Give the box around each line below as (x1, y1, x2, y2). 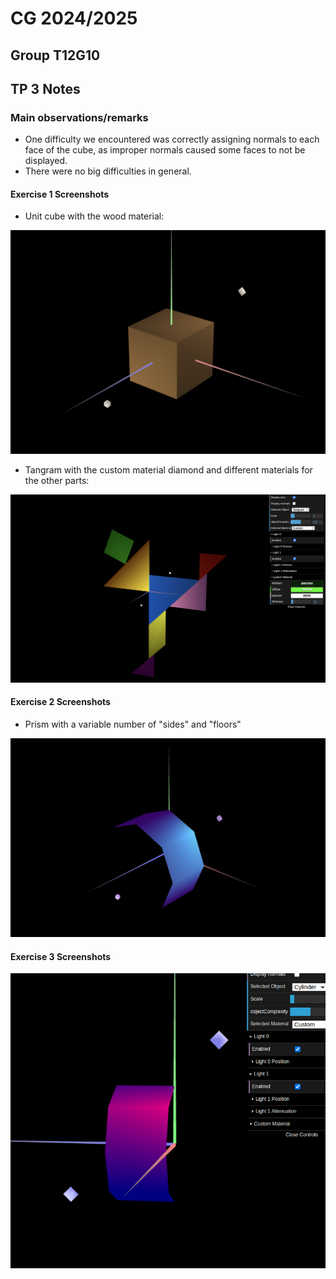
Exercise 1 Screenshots (10, 188, 110, 200)
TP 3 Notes (10, 80, 81, 97)
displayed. (24, 155, 68, 167)
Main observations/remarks (10, 110, 149, 124)
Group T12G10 (10, 47, 101, 64)
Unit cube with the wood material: (24, 210, 165, 222)
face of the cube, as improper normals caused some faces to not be (24, 144, 306, 156)
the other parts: (24, 474, 90, 486)
